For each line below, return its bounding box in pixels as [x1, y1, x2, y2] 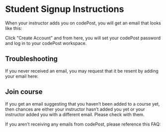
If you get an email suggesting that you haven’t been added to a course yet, [5, 101, 160, 107]
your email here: [5, 73, 39, 79]
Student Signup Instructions [5, 3, 124, 15]
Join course [5, 88, 43, 96]
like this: [5, 25, 22, 31]
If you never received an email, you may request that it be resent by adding [5, 68, 159, 74]
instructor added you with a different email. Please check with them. [5, 111, 145, 118]
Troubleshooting [5, 55, 58, 63]
